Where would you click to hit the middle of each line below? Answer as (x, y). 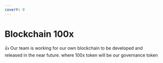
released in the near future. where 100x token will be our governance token (81, 55)
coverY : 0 (15, 10)
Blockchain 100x (39, 34)
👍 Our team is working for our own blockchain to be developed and (74, 48)
